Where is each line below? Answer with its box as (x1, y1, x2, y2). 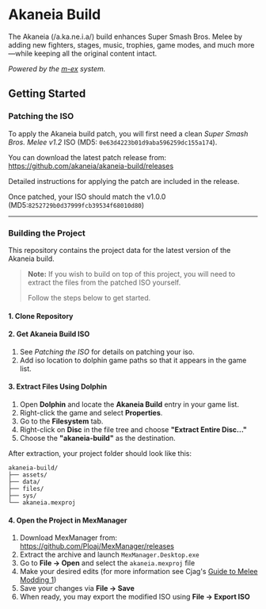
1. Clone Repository (8, 311, 74, 320)
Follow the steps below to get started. (27, 293, 151, 302)
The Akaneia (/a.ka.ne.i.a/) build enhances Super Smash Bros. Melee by (8, 32, 243, 41)
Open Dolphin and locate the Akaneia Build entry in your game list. (19, 399, 240, 409)
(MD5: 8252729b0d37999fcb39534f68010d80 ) (8, 200, 145, 209)
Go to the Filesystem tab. (19, 416, 104, 426)
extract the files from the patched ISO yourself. (27, 278, 181, 287)
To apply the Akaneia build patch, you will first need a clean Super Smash (8, 128, 249, 138)
